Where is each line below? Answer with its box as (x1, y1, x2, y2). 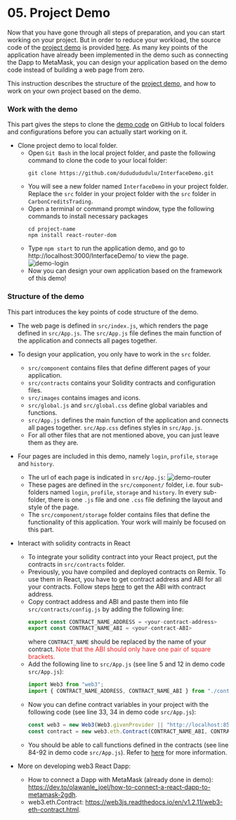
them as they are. (27, 438, 79, 447)
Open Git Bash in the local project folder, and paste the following (27, 149, 216, 158)
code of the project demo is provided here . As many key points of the (7, 43, 209, 51)
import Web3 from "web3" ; (27, 681, 104, 688)
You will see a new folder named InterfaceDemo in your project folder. (27, 182, 228, 191)
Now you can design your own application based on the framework (27, 267, 223, 275)
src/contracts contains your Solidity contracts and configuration (27, 378, 216, 387)
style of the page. (27, 503, 79, 511)
